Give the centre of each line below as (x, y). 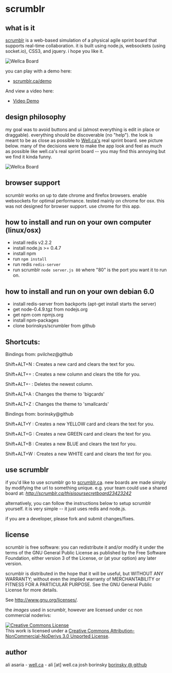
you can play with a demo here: (39, 71)
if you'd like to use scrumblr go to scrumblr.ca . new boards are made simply (85, 482)
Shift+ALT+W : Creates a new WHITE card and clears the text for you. (79, 454)
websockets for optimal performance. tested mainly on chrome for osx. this (85, 200)
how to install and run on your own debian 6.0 (80, 292)
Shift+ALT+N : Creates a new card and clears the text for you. (70, 364)
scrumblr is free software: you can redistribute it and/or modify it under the (85, 547)
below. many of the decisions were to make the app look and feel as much (84, 146)
